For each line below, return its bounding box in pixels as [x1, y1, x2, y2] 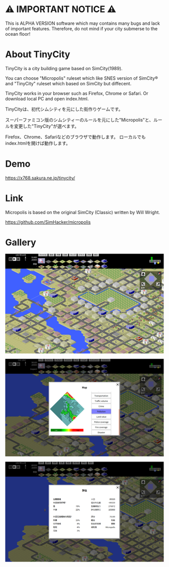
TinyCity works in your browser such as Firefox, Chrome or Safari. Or [5, 90, 148, 96]
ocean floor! [5, 31, 31, 37]
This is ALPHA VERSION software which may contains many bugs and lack [5, 20, 160, 26]
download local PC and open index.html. [5, 95, 89, 101]
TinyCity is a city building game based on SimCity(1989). [5, 65, 123, 71]
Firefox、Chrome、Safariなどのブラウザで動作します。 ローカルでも [5, 134, 146, 140]
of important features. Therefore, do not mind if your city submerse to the [5, 25, 158, 31]
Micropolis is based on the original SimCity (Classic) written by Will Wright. [5, 209, 160, 215]
